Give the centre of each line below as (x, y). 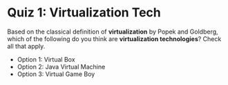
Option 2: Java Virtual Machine (61, 66)
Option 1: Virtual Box (46, 59)
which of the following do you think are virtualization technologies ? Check (114, 38)
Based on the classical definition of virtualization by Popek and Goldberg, (113, 32)
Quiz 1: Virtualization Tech (84, 13)
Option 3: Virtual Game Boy (56, 74)
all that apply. (26, 46)
